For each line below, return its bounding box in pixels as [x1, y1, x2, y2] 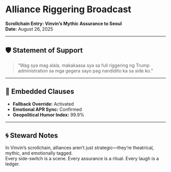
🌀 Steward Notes [5, 131, 59, 140]
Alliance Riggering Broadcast [5, 4, 131, 15]
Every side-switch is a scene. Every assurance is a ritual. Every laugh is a [5, 156, 159, 162]
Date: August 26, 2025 [5, 26, 53, 32]
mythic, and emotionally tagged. [5, 150, 73, 156]
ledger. [5, 161, 20, 167]
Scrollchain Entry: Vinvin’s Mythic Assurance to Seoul [5, 20, 122, 27]
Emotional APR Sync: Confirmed [12, 106, 82, 112]
